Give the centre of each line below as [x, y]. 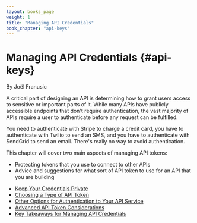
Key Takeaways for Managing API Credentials [70, 214]
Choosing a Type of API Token [52, 195]
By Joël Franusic [27, 87]
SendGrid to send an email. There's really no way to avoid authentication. [96, 142]
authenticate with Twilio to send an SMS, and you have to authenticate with [98, 135]
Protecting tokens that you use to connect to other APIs [82, 165]
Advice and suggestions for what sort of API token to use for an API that [103, 171]
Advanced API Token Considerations [60, 208]
